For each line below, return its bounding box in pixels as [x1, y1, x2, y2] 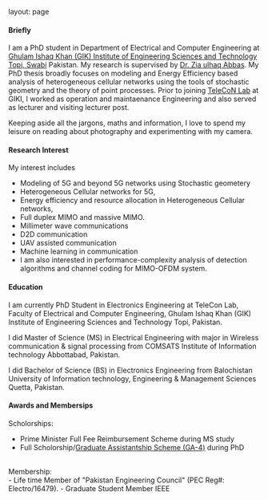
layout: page [8, 7, 50, 16]
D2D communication [19, 230, 88, 239]
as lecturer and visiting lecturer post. [8, 103, 130, 112]
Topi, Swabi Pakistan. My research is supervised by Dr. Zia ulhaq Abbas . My [8, 60, 259, 70]
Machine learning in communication [19, 246, 138, 256]
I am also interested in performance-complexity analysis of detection [19, 255, 248, 265]
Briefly [8, 25, 32, 35]
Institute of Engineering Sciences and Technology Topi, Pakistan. [8, 317, 222, 327]
